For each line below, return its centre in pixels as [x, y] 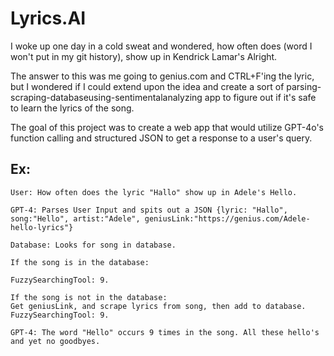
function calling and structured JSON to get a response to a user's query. [161, 138]
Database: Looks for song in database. [93, 245]
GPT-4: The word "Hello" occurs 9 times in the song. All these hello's [165, 332]
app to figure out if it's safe [260, 97]
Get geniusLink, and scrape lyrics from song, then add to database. [158, 306]
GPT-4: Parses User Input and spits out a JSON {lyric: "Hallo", [149, 210]
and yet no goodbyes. [55, 341]
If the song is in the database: [80, 262]
